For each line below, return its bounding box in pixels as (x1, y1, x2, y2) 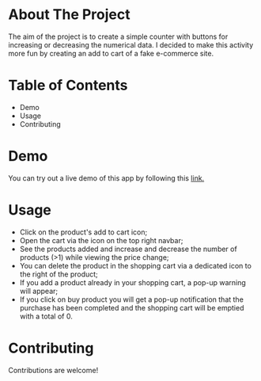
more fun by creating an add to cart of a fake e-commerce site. (8, 48, 214, 58)
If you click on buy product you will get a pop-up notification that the (19, 295, 244, 304)
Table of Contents (8, 77, 128, 94)
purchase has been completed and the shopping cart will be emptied (19, 303, 244, 312)
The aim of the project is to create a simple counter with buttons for (8, 32, 229, 41)
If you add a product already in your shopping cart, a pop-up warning (19, 277, 247, 287)
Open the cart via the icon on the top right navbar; (19, 235, 183, 245)
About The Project (8, 6, 130, 24)
